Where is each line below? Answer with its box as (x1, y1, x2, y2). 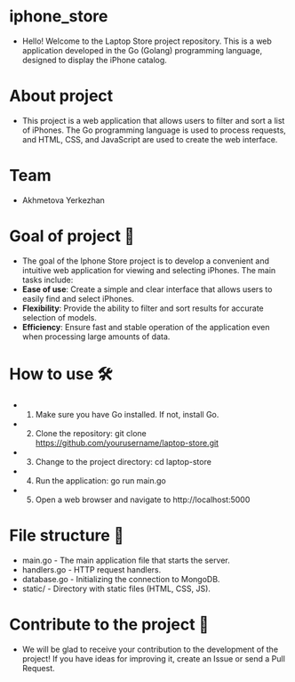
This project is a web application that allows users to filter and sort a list (21, 115, 285, 126)
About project (9, 86, 114, 106)
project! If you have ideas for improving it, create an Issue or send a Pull (21, 653, 286, 664)
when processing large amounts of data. (21, 331, 171, 342)
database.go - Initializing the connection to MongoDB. (21, 573, 220, 584)
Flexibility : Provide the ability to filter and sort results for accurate (21, 303, 264, 313)
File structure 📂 (9, 525, 124, 545)
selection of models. (21, 312, 98, 322)
